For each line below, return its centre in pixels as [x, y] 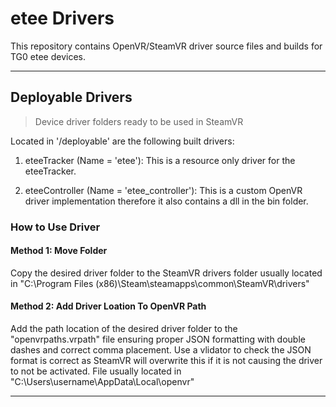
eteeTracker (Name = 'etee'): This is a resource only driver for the [160, 160]
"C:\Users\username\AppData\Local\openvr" [102, 382]
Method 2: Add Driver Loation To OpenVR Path [108, 306]
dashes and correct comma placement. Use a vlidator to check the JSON [161, 350]
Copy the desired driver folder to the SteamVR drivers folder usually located [166, 273]
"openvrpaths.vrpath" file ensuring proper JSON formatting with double [158, 339]
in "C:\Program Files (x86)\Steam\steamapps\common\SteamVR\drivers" [160, 283]
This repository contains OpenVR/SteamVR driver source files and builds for [166, 46]
